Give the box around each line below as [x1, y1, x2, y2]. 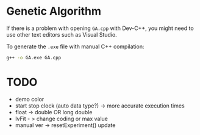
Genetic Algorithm [6, 4, 102, 18]
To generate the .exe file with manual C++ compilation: [6, 43, 145, 50]
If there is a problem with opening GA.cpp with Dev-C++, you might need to [6, 24, 194, 32]
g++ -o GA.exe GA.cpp [6, 54, 62, 60]
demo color [15, 95, 45, 103]
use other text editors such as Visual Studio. [6, 31, 117, 38]
